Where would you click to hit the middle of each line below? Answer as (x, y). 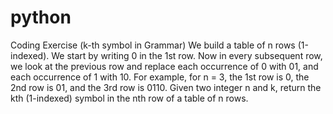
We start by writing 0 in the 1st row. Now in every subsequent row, (187, 55)
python (41, 17)
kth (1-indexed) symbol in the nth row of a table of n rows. (129, 98)
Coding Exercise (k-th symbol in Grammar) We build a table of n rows (153, 45)
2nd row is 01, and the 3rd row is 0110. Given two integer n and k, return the (166, 87)
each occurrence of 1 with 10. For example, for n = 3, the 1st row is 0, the (160, 77)
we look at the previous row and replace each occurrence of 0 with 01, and (164, 66)
